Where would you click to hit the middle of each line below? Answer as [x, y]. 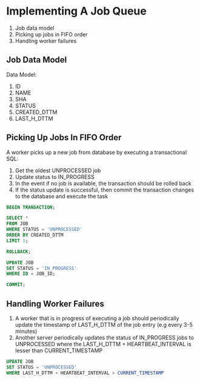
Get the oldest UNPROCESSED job [58, 170]
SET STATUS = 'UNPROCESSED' [42, 367]
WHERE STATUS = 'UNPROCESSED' [45, 230]
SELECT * [17, 218]
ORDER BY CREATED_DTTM [35, 235]
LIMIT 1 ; [17, 241]
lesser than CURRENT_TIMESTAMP [59, 350]
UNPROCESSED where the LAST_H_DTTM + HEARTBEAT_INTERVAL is [103, 344]
